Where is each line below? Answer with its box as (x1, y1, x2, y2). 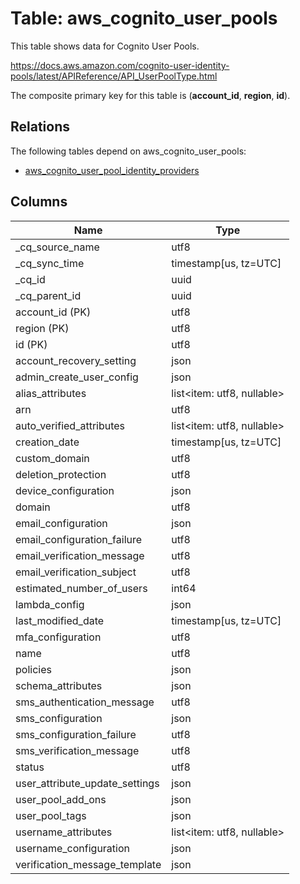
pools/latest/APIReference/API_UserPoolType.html (10, 70, 218, 82)
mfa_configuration (15, 630, 102, 644)
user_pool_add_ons (15, 792, 107, 806)
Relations (10, 118, 71, 136)
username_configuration (15, 841, 131, 855)
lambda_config (15, 597, 85, 611)
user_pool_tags (15, 808, 87, 822)
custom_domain (15, 451, 90, 465)
